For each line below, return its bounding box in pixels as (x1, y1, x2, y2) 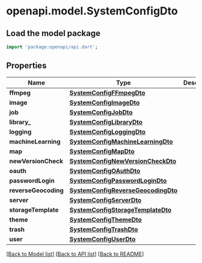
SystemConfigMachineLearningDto (69, 137, 173, 145)
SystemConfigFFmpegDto (69, 88, 145, 97)
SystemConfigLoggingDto (69, 127, 146, 136)
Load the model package (6, 28, 101, 38)
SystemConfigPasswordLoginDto (69, 176, 167, 184)
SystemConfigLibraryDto (69, 118, 143, 126)
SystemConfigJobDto (69, 108, 133, 116)
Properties (6, 61, 47, 71)
